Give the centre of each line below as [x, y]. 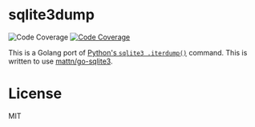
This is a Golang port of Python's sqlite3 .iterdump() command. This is [128, 52]
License [35, 94]
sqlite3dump [51, 15]
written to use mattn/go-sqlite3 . [61, 61]
